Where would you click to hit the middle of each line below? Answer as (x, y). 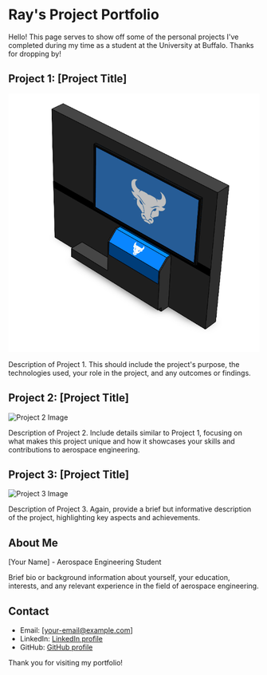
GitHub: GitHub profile (56, 647)
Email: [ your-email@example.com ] (76, 630)
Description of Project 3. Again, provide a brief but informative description (130, 509)
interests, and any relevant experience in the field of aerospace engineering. (133, 586)
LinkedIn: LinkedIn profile (61, 639)
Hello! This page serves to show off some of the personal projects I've (124, 37)
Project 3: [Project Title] (69, 475)
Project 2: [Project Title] (69, 398)
